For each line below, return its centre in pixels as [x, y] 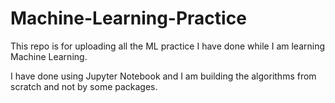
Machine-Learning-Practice [128, 18]
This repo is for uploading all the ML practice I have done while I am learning [168, 46]
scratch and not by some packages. [84, 86]
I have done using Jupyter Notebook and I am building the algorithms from [163, 76]
